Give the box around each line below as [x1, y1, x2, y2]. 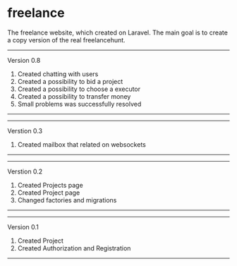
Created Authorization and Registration [17, 243, 131, 252]
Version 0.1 [7, 222, 39, 231]
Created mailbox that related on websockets [17, 140, 146, 149]
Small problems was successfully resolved [17, 99, 142, 108]
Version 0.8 [7, 56, 41, 64]
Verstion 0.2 [7, 167, 43, 176]
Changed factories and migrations [17, 195, 117, 204]
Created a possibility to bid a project [17, 77, 123, 85]
